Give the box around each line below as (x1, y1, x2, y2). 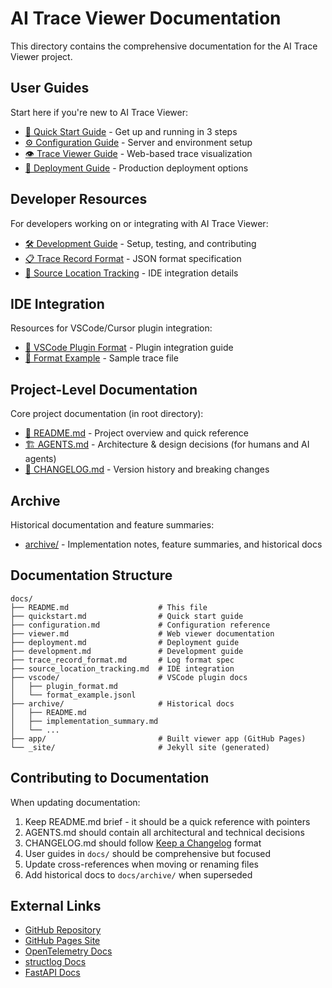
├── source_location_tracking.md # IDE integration (10, 663, 235, 674)
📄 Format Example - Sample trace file (24, 352, 179, 364)
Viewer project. (10, 50, 73, 62)
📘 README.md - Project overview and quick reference (24, 427, 250, 439)
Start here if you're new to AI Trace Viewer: (10, 106, 188, 118)
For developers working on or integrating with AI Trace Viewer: (10, 217, 269, 229)
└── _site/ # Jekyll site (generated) (10, 742, 271, 752)
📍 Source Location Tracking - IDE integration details (24, 267, 239, 279)
